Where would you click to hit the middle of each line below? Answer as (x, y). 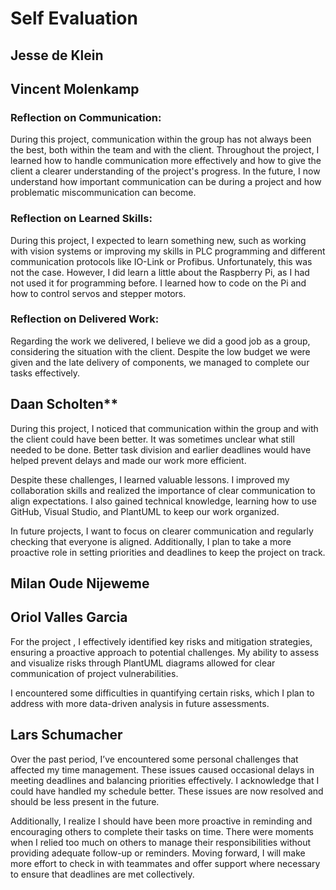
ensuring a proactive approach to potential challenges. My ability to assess (165, 652)
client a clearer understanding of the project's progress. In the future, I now (165, 171)
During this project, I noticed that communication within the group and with (164, 428)
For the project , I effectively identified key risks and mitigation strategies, (161, 641)
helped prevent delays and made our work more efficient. (128, 460)
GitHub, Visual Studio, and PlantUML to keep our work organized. (145, 511)
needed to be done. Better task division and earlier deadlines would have (161, 449)
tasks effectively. (45, 373)
